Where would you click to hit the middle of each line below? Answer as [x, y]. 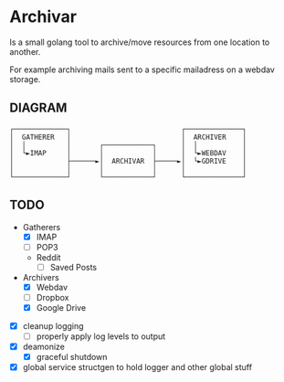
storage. [25, 79]
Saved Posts [74, 267]
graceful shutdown [72, 357]
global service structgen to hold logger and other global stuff [137, 367]
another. [25, 51]
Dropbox [53, 297]
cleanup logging [53, 325]
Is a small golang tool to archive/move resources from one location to [140, 42]
